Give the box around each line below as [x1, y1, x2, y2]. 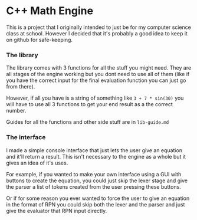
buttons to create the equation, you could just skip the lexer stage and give [6, 177, 188, 184]
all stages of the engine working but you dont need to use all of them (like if [6, 71, 190, 78]
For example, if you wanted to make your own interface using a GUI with [6, 170, 182, 178]
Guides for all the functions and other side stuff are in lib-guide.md [6, 119, 169, 126]
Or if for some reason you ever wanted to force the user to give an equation [6, 195, 190, 202]
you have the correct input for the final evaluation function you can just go [6, 77, 186, 84]
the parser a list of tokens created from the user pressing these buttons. [6, 183, 181, 190]
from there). [6, 83, 35, 90]
